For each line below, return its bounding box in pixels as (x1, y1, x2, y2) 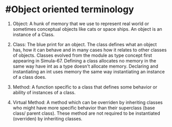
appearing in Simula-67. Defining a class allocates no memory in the (12, 57, 157, 63)
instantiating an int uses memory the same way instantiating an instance (12, 68, 165, 75)
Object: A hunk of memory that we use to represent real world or (12, 20, 149, 27)
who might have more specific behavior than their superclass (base (12, 104, 155, 111)
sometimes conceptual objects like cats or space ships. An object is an (12, 26, 162, 32)
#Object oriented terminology (5, 4, 134, 15)
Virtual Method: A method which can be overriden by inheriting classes (12, 99, 163, 105)
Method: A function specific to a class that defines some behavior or (12, 83, 158, 90)
